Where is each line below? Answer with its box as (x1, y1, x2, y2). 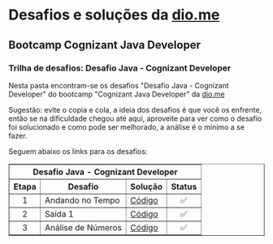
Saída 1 (44, 208, 75, 220)
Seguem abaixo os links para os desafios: (8, 146, 148, 156)
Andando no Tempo (44, 195, 120, 206)
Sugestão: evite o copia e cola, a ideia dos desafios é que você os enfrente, (8, 105, 262, 114)
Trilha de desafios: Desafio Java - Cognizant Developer (8, 62, 232, 74)
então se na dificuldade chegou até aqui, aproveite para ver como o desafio (8, 113, 262, 123)
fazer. (8, 131, 28, 140)
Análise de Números (44, 221, 122, 233)
